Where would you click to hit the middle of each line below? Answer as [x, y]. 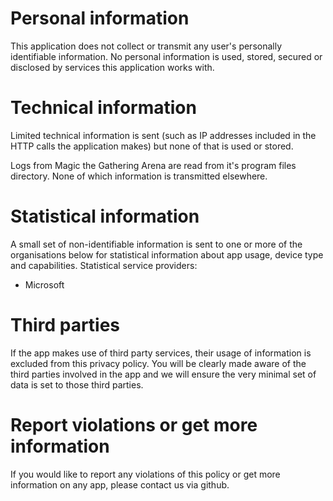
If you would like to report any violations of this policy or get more [145, 474]
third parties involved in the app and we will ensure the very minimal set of [163, 374]
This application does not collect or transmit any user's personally [146, 46]
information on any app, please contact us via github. [120, 484]
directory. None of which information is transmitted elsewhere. [139, 176]
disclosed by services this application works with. [112, 67]
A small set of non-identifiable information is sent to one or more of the [156, 244]
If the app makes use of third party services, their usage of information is [161, 353]
